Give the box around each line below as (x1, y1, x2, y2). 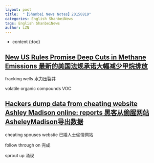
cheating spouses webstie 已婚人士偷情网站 (5, 132, 94, 138)
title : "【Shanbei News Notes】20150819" (5, 12, 91, 17)
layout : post (5, 7, 32, 12)
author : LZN (5, 25, 29, 30)
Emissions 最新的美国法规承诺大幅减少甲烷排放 (5, 62, 148, 70)
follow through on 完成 (5, 142, 50, 148)
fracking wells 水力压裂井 (5, 75, 56, 81)
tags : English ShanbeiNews (5, 21, 60, 26)
